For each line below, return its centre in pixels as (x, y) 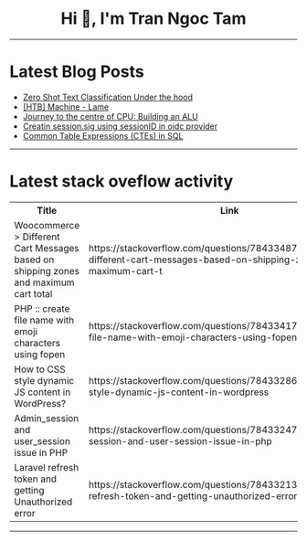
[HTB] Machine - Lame (66, 106)
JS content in (42, 392)
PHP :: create (42, 308)
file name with (44, 320)
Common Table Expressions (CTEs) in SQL (103, 135)
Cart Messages (47, 248)
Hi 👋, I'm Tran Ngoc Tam (153, 19)
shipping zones (47, 270)
